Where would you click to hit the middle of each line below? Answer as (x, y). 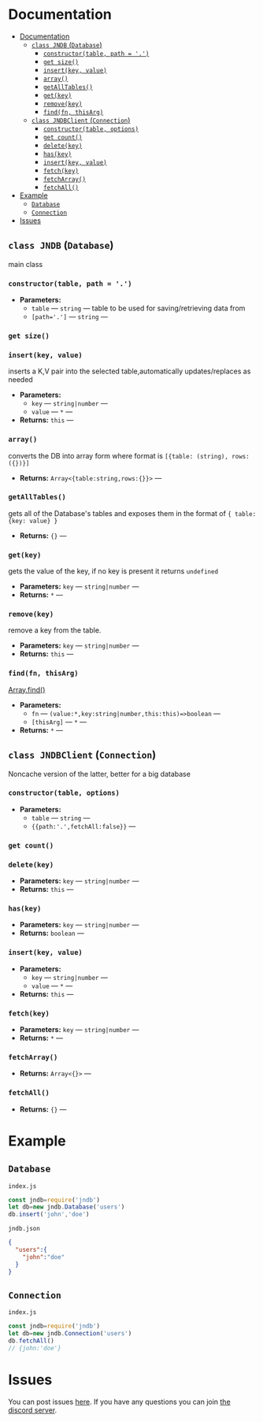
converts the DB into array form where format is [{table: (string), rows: (129, 455)
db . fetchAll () (31, 1341)
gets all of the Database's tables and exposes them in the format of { (120, 513)
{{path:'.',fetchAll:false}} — (83, 826)
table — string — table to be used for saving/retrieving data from (138, 308)
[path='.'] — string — (69, 317)
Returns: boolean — (52, 933)
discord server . (33, 1410)
